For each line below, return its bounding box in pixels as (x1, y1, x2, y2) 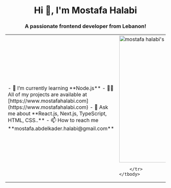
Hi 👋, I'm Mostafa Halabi (34, 5, 137, 16)
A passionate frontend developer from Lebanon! (24, 23, 147, 30)
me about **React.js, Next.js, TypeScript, (8, 110, 107, 117)
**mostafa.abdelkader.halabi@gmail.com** (8, 124, 115, 132)
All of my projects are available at (8, 91, 88, 98)
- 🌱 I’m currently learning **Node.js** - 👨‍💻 (8, 84, 114, 91)
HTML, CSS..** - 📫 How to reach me (8, 116, 99, 123)
